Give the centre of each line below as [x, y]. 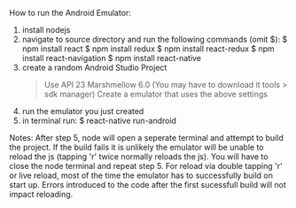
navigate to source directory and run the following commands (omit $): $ [155, 39]
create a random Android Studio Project [94, 67]
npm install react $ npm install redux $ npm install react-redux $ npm [148, 49]
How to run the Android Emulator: [70, 13]
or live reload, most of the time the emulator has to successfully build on [141, 175]
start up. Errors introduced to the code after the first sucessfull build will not [148, 185]
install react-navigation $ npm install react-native [112, 58]
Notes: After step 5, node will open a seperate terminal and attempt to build [146, 138]
